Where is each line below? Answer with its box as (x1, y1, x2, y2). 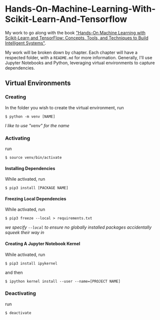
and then (5, 269, 23, 275)
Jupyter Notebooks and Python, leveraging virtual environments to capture (5, 60, 155, 66)
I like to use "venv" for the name (5, 122, 70, 128)
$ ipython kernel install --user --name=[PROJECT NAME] (5, 279, 121, 284)
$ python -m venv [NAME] (5, 114, 55, 119)
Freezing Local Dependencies (5, 196, 67, 202)
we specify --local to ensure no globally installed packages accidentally (5, 224, 152, 230)
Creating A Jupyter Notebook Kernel (5, 240, 80, 246)
